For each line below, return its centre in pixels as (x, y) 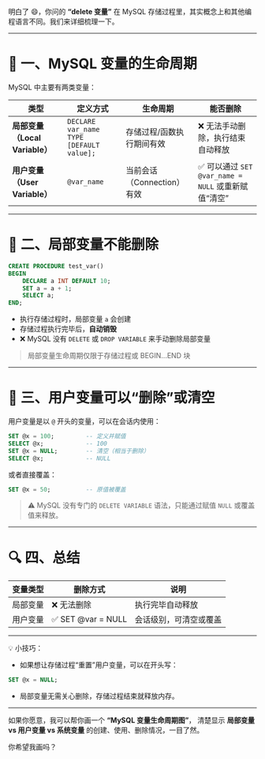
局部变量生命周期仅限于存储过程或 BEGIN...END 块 (109, 356)
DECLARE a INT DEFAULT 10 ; (67, 281)
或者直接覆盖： (32, 474)
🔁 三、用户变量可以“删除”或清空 (112, 398)
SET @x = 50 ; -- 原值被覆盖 (67, 489)
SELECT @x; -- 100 (58, 444)
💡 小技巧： (26, 648)
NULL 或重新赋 (223, 186)
